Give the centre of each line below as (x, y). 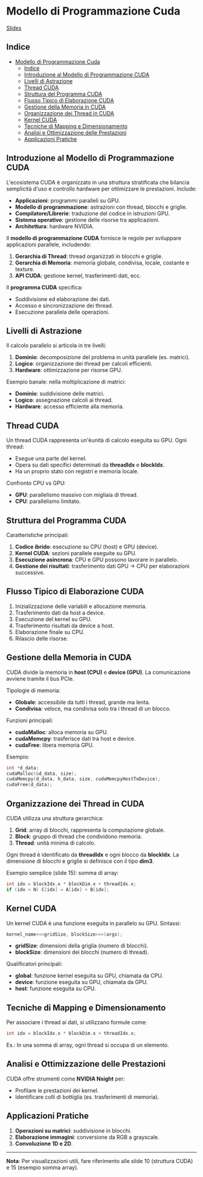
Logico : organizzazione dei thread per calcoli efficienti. (84, 364)
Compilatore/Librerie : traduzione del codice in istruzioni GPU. (92, 213)
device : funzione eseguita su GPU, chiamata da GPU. (81, 982)
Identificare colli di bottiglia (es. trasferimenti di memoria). (87, 1097)
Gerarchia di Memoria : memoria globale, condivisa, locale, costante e (102, 263)
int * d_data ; (23, 768)
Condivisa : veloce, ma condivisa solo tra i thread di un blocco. (93, 709)
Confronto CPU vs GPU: (36, 483)
